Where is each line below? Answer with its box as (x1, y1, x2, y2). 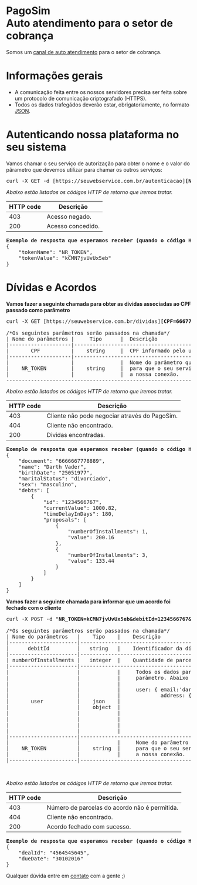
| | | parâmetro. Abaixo (6, 674, 189, 681)
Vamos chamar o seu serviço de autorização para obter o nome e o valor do (6, 160, 191, 167)
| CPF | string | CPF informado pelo (6, 347, 186, 354)
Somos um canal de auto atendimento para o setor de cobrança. (6, 48, 162, 55)
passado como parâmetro (6, 306, 70, 313)
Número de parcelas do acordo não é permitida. (46, 803, 179, 811)
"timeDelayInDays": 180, (43, 510, 115, 517)
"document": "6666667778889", (18, 457, 106, 464)
